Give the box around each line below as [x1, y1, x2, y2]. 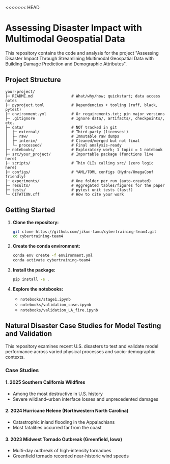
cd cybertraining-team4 [12, 234, 64, 239]
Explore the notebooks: [12, 286, 64, 292]
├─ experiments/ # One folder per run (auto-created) [5, 178, 152, 183]
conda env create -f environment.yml [12, 253, 93, 258]
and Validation [5, 329, 52, 338]
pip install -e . [12, 277, 50, 282]
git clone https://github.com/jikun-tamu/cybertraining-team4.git [12, 229, 157, 234]
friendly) [5, 174, 26, 179]
